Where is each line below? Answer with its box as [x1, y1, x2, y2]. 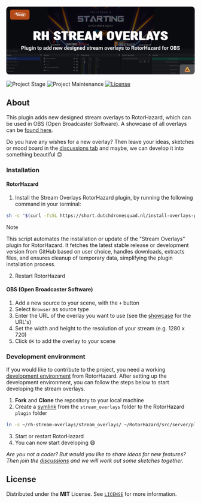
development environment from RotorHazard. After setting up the [6, 372, 167, 379]
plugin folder [14, 409, 48, 417]
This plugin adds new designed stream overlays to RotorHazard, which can [6, 113, 191, 121]
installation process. [6, 260, 56, 267]
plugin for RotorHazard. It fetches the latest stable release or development [6, 241, 189, 249]
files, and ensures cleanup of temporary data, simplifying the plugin [6, 254, 173, 261]
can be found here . [6, 126, 53, 134]
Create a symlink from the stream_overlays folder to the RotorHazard [14, 403, 185, 411]
